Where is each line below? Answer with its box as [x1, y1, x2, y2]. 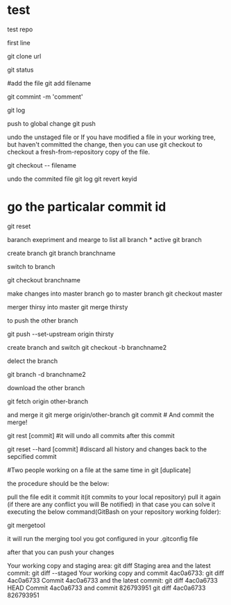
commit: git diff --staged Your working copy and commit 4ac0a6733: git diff [7, 569, 224, 577]
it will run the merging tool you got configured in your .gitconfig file [7, 534, 198, 542]
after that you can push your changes [7, 548, 114, 556]
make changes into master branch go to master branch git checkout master [7, 289, 223, 298]
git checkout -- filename [7, 161, 76, 169]
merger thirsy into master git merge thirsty [7, 302, 128, 311]
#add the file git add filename [7, 79, 92, 87]
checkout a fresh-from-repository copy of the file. [7, 147, 151, 156]
